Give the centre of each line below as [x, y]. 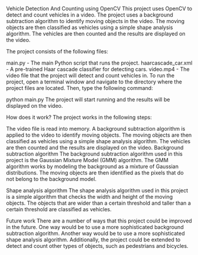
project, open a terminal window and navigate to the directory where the [94, 82]
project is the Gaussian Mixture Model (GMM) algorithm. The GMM [87, 160]
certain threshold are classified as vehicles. [59, 209]
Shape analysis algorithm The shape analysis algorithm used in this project [97, 191]
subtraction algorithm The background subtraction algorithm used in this [95, 154]
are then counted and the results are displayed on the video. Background [95, 148]
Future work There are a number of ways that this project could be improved [99, 221]
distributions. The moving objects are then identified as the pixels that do [95, 173]
